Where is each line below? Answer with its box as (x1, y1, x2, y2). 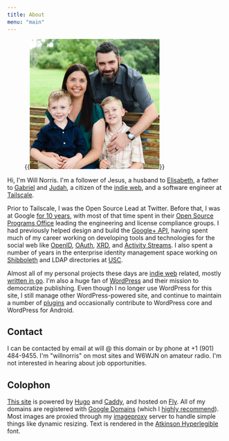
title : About (7, 11, 45, 18)
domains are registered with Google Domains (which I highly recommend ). (7, 405, 219, 413)
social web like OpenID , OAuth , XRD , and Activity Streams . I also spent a (7, 241, 213, 249)
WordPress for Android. (7, 306, 75, 314)
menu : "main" (7, 18, 45, 26)
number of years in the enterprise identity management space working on (7, 248, 218, 257)
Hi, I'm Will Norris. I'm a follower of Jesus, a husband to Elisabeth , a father (7, 175, 219, 184)
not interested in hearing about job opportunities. (7, 359, 147, 367)
